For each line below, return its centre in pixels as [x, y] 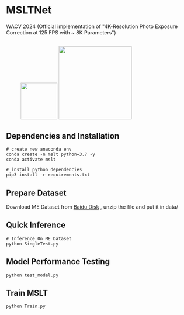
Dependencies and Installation [63, 136]
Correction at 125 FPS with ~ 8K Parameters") [61, 32]
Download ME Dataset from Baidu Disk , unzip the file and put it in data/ [92, 207]
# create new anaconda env [39, 150]
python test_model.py [32, 275]
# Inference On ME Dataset [39, 238]
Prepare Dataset [36, 193]
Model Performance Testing [58, 262]
